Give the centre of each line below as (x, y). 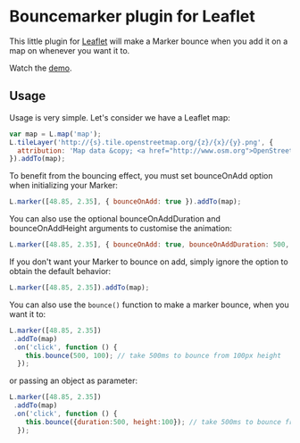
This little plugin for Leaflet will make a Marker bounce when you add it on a (149, 41)
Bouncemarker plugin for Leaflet (133, 17)
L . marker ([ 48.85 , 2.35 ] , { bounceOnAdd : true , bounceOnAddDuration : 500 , (150, 245)
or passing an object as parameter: (74, 380)
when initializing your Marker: (63, 186)
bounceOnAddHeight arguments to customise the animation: (121, 229)
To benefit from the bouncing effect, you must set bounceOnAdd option (142, 176)
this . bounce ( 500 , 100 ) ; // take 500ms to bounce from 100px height (153, 355)
